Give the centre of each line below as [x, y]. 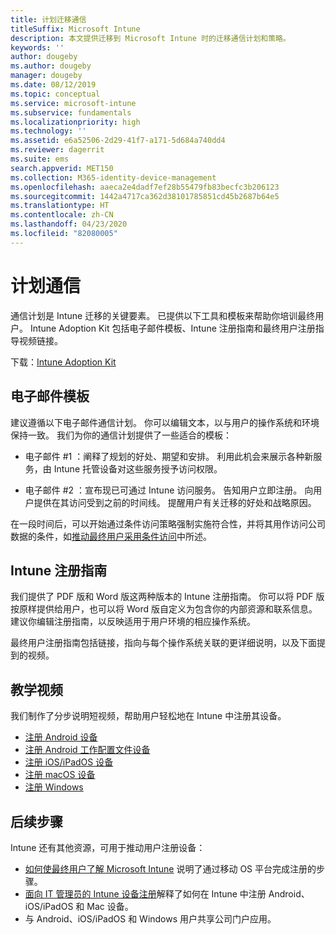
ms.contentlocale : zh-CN [62, 215]
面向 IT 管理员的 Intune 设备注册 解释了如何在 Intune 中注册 [145, 893]
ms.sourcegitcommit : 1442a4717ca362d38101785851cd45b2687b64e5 [145, 196]
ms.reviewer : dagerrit [57, 150]
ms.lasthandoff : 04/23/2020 [69, 224]
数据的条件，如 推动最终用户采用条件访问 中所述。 [111, 536]
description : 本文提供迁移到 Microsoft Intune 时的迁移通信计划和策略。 [150, 38]
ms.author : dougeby [51, 66]
